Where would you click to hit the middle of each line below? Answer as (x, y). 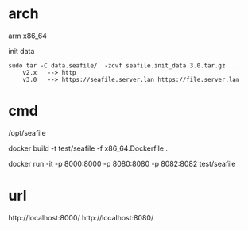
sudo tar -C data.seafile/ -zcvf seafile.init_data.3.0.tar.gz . (122, 65)
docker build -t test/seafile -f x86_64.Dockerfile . (88, 148)
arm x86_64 (28, 36)
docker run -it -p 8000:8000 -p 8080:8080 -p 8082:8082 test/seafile (122, 163)
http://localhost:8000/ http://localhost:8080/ (81, 217)
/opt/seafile (27, 132)
